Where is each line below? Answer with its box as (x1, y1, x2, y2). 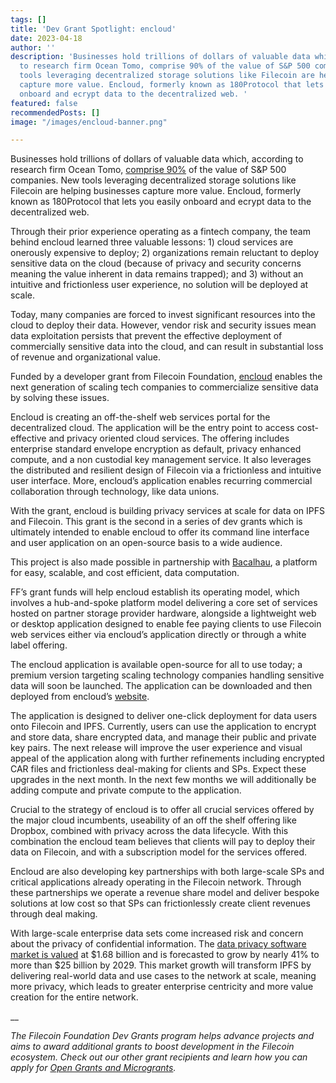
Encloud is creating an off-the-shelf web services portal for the (10, 411, 271, 423)
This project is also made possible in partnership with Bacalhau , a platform (10, 556, 318, 568)
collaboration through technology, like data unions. (10, 486, 220, 498)
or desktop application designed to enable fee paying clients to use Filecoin (10, 618, 322, 630)
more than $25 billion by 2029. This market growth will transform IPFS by (10, 959, 312, 971)
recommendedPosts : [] (10, 107, 101, 118)
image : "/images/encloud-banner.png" (10, 117, 168, 127)
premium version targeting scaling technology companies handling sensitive (10, 669, 325, 681)
